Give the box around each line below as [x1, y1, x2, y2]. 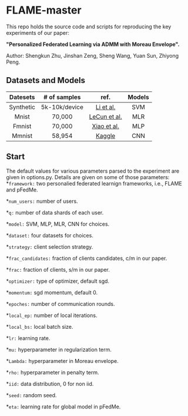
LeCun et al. [89, 113, 122, 121]
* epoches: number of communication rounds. [6, 300, 115, 307]
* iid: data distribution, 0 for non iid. [6, 380, 94, 387]
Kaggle [96, 131, 116, 140]
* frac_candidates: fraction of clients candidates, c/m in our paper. [6, 255, 167, 262]
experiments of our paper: [6, 29, 69, 36]
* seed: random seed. [6, 391, 57, 398]
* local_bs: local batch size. [6, 323, 73, 330]
